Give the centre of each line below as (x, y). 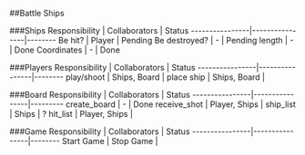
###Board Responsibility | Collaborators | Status (100, 95)
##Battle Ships (37, 13)
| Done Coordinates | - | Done (65, 50)
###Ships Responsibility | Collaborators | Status (99, 30)
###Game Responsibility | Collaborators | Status (100, 131)
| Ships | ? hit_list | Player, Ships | (71, 114)
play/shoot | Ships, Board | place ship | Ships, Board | (165, 77)
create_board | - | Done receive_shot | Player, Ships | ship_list (180, 104)
